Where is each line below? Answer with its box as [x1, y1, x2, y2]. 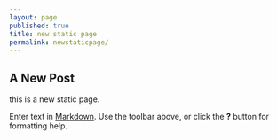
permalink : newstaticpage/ [9, 37, 109, 47]
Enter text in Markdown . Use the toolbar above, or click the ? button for [9, 112, 269, 122]
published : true [9, 21, 69, 30]
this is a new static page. [9, 94, 100, 105]
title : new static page [9, 29, 98, 38]
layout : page [9, 12, 58, 22]
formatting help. [9, 121, 68, 131]
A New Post [9, 70, 75, 85]
